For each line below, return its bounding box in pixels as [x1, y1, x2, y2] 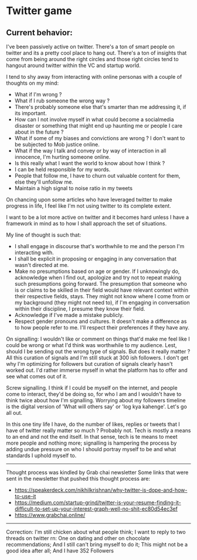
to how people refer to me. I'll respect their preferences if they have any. [14, 324, 189, 331]
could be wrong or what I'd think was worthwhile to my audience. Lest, [6, 342, 177, 348]
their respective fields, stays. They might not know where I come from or [14, 293, 191, 299]
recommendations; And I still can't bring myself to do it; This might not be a [6, 541, 188, 548]
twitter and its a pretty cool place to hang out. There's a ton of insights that [6, 49, 187, 56]
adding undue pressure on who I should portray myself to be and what [6, 446, 176, 452]
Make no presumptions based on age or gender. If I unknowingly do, [14, 268, 180, 275]
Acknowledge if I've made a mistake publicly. [14, 312, 124, 318]
